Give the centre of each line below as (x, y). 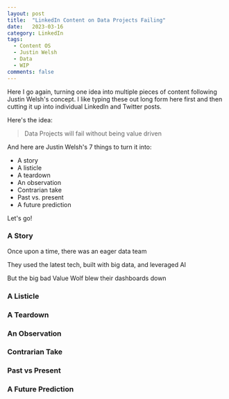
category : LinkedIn (35, 33)
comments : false (31, 72)
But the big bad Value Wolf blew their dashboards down (87, 278)
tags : (15, 40)
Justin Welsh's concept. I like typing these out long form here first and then (115, 99)
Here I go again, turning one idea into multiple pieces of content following (112, 92)
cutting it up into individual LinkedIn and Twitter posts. (84, 106)
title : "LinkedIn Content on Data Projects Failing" (87, 20)
